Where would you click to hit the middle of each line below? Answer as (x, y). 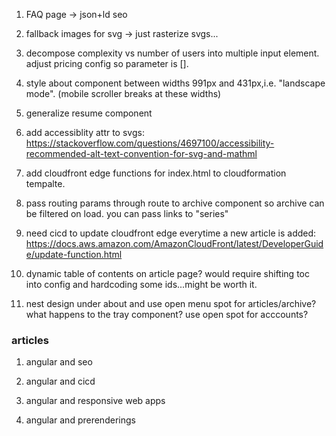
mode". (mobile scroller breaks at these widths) (123, 93)
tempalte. (45, 183)
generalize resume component (89, 113)
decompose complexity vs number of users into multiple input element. (172, 53)
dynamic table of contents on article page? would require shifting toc (167, 273)
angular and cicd (60, 381)
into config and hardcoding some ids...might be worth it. (141, 284)
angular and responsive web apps (95, 401)
